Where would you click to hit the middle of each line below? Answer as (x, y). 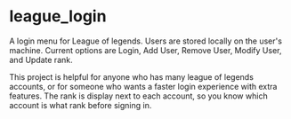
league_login (58, 16)
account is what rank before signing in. (81, 105)
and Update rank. (41, 59)
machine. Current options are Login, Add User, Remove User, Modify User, (145, 50)
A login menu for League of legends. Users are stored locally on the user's (146, 41)
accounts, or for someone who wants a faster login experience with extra (143, 86)
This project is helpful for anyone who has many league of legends (131, 76)
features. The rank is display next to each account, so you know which (139, 96)
